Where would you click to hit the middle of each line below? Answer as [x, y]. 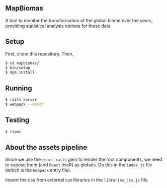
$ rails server [21, 100]
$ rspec [13, 132]
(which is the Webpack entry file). [38, 170]
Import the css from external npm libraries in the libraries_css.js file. [77, 180]
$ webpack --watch [24, 104]
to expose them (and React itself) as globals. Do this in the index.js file [79, 165]
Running [19, 88]
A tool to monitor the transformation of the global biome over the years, [79, 20]
